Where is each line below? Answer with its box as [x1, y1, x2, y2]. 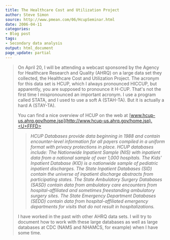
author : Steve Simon [5, 12, 49, 17]
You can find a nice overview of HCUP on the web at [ [17, 112, 131, 118]
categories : [5, 27, 31, 32]
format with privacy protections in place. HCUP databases [30, 143, 154, 150]
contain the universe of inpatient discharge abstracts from [30, 171, 154, 177]
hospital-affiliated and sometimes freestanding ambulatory [30, 187, 155, 193]
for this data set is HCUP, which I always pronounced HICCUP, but [17, 80, 157, 87]
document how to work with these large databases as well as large [17, 219, 158, 225]
